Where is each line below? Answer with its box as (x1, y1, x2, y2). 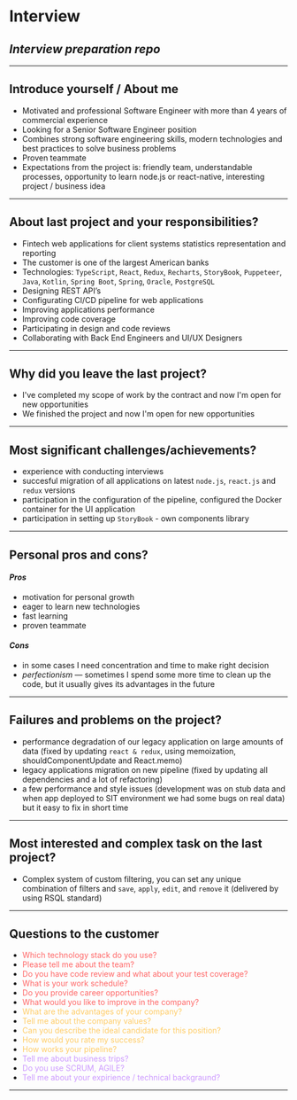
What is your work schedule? (21, 978, 128, 989)
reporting (21, 247, 57, 258)
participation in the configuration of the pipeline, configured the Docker (21, 495, 283, 505)
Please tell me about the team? (21, 959, 135, 970)
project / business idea (21, 180, 106, 191)
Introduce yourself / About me (9, 82, 179, 97)
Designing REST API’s (21, 285, 102, 296)
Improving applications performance (21, 304, 155, 315)
